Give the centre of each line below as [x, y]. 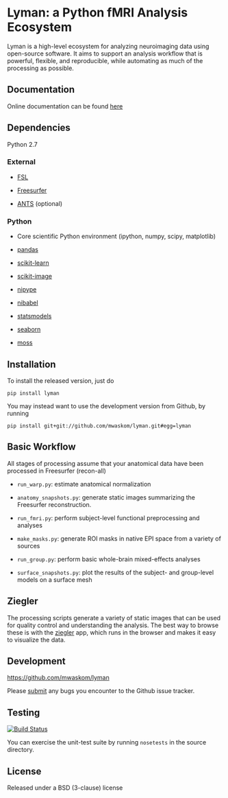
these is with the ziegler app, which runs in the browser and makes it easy [112, 632]
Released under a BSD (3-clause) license [65, 788]
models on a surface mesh [54, 579]
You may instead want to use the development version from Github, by [106, 406]
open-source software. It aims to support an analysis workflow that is [105, 54]
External [22, 162]
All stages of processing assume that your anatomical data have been [105, 463]
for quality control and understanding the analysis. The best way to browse [113, 625]
